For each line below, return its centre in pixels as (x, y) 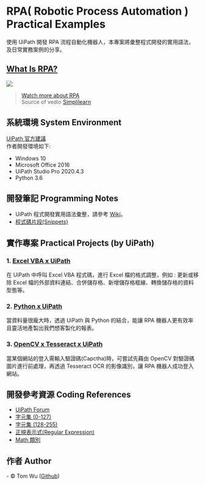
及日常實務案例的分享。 (36, 49)
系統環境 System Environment (64, 122)
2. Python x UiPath (34, 306)
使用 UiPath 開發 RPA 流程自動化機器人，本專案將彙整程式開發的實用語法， (100, 42)
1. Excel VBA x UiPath (38, 261)
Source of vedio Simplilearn (56, 101)
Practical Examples (56, 24)
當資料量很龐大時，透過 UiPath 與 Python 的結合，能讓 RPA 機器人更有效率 (100, 320)
